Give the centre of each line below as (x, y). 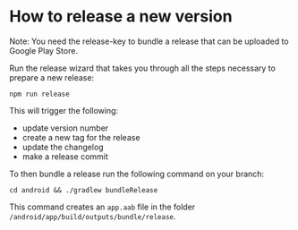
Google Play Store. (44, 50)
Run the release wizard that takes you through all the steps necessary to (142, 68)
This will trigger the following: (64, 110)
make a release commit (65, 156)
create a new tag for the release (81, 137)
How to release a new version (121, 17)
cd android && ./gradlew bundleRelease (84, 190)
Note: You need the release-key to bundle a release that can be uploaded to (149, 41)
